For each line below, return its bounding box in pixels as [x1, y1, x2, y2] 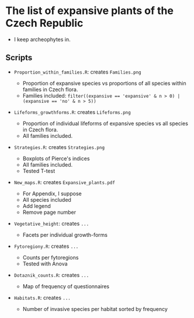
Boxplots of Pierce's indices [22, 155, 90, 162]
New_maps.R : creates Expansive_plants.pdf [13, 178, 115, 185]
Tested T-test [22, 167, 56, 174]
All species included [22, 196, 71, 203]
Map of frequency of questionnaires [22, 282, 109, 290]
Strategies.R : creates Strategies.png [13, 143, 105, 150]
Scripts [5, 53, 33, 63]
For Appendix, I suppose [22, 190, 82, 197]
